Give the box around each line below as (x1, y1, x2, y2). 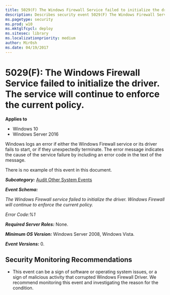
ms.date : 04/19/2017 (5, 45, 49, 50)
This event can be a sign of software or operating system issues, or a (12, 269, 157, 275)
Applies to (5, 116, 27, 122)
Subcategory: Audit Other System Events (5, 177, 93, 183)
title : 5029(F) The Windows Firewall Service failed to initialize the (5, 7, 159, 13)
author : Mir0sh (5, 40, 37, 46)
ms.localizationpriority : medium (5, 36, 76, 41)
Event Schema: (5, 186, 38, 192)
